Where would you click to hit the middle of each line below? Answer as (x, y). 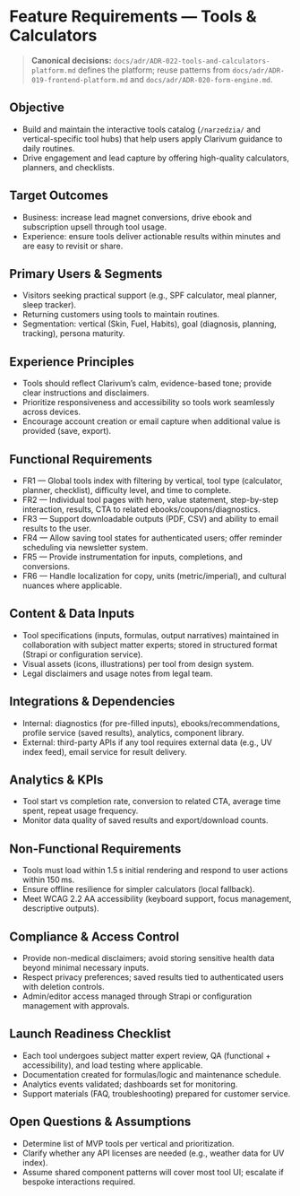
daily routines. (48, 148)
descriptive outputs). (61, 908)
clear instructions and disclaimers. (86, 393)
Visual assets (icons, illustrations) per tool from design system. (138, 663)
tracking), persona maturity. (73, 334)
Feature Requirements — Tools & (133, 17)
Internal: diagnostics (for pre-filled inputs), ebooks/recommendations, (151, 723)
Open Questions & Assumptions (100, 1122)
